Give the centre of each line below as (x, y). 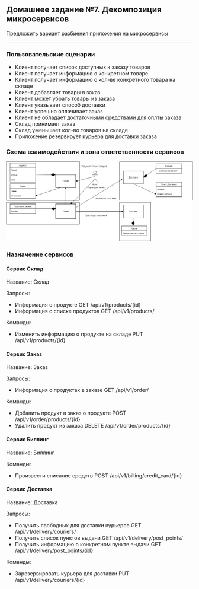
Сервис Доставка (29, 489)
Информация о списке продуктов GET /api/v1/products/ (84, 311)
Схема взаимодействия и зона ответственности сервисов (95, 152)
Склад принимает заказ (45, 124)
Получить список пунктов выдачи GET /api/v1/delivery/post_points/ (99, 538)
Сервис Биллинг (28, 440)
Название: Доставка (32, 502)
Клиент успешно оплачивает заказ (59, 112)
